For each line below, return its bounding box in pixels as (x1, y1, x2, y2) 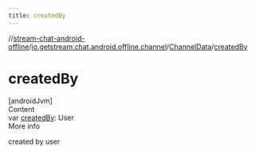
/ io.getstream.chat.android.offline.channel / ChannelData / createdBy (29, 41, 248, 52)
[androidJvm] (8, 96, 53, 106)
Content (8, 104, 35, 114)
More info (8, 121, 41, 131)
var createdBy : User (8, 113, 74, 122)
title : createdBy (8, 11, 66, 20)
